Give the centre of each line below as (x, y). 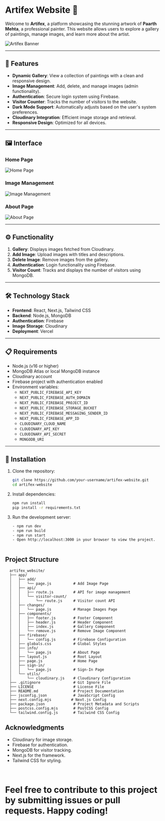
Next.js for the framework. (39, 755)
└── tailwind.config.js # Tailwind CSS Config (65, 713)
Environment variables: (35, 387)
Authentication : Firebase (38, 321)
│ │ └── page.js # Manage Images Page (64, 610)
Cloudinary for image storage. (42, 739)
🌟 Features (22, 64)
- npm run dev (27, 526)
